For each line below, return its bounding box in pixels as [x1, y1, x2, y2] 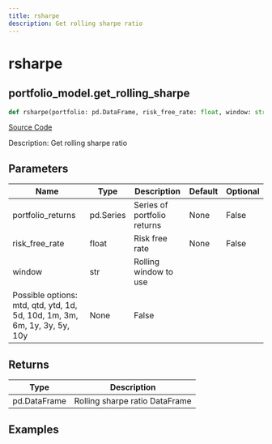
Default [189, 186, 219, 197]
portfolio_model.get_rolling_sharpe [8, 87, 190, 100]
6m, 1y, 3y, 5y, [12, 320, 70, 331]
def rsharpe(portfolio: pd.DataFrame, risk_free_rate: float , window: [8, 108, 252, 116]
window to [133, 267, 174, 278]
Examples [8, 423, 59, 437]
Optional [225, 186, 260, 197]
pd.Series [89, 210, 126, 221]
